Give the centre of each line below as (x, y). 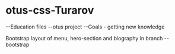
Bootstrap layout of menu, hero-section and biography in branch (84, 38)
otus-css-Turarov (50, 10)
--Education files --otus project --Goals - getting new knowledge (85, 27)
